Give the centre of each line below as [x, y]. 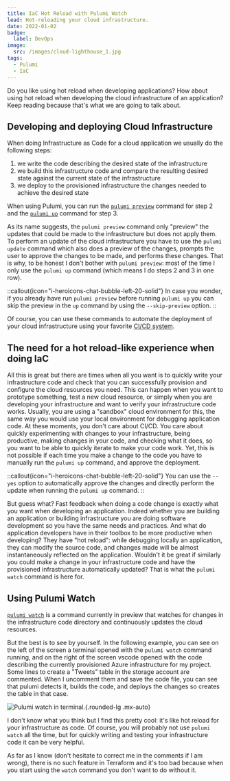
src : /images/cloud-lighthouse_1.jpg [67, 52]
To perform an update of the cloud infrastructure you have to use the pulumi [115, 242]
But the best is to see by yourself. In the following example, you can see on [113, 642]
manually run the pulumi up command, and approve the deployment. [104, 463]
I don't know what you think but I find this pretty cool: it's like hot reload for [113, 720]
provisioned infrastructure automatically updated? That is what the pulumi [111, 570]
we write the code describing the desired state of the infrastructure [112, 164]
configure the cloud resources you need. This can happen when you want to [115, 390]
